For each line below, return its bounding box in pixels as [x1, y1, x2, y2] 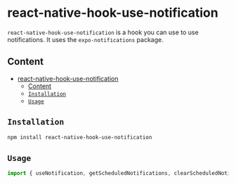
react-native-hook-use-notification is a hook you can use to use [7, 28, 199, 36]
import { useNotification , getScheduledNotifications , [7, 170, 171, 177]
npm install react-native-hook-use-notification [7, 134, 152, 141]
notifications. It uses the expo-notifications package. [7, 35, 164, 43]
